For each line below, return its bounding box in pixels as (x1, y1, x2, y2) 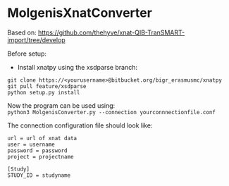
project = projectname (7, 153, 74, 160)
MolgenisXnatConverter (7, 5, 153, 21)
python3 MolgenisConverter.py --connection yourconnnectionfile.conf (7, 108, 216, 116)
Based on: (7, 28, 37, 37)
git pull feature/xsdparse (7, 82, 87, 89)
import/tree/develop (7, 35, 66, 44)
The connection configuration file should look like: (7, 121, 153, 130)
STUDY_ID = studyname (7, 171, 71, 179)
